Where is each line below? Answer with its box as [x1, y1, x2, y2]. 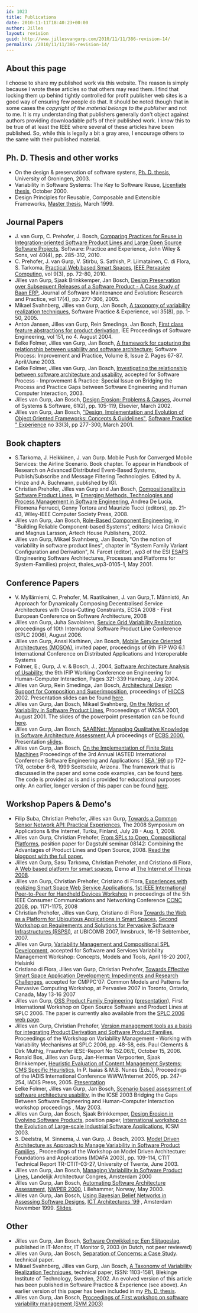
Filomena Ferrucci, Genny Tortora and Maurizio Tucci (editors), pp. [14, 504, 177, 511]
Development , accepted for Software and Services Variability [14, 946, 164, 954]
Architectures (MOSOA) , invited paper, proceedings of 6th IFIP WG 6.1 [14, 644, 185, 651]
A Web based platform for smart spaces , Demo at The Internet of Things [14, 865, 191, 872]
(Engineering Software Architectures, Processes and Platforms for [14, 555, 176, 562]
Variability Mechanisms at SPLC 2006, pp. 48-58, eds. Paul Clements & [14, 1041, 189, 1048]
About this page [6, 63, 67, 74]
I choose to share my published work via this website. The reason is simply [6, 79, 189, 86]
